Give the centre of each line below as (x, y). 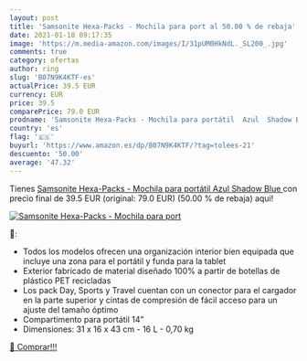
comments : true (38, 52)
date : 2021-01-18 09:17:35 (61, 35)
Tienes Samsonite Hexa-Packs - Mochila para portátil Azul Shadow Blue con (153, 188)
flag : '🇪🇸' (32, 137)
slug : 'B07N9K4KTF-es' (53, 78)
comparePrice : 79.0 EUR (55, 111)
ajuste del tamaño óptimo (70, 309)
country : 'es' (37, 129)
